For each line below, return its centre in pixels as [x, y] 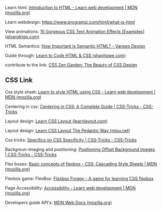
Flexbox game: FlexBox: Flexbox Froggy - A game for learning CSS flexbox [79, 178]
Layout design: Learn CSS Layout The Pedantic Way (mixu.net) [68, 130]
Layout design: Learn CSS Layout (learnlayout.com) [56, 121]
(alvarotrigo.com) [22, 37]
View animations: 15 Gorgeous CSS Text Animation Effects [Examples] [75, 31]
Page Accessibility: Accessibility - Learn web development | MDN [71, 188]
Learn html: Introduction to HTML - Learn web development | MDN [71, 8]
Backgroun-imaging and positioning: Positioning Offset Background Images [80, 149]
